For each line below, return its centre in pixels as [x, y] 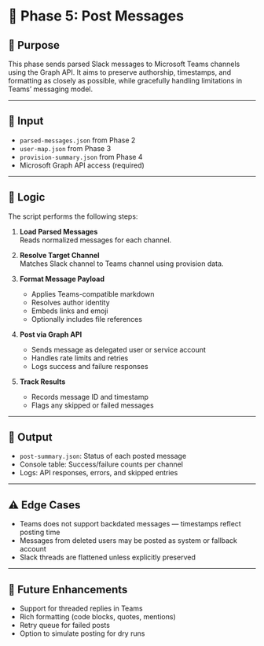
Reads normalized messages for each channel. [95, 240]
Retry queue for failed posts [64, 626]
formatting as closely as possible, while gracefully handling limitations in [125, 81]
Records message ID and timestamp [90, 397]
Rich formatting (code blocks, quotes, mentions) [97, 617]
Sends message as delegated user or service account [119, 349]
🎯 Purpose [34, 45]
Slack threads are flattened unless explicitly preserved [108, 557]
